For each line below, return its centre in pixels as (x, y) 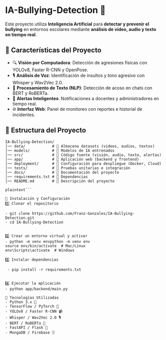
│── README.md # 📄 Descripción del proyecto (60, 181)
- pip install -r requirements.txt (44, 269)
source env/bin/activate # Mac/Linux (45, 246)
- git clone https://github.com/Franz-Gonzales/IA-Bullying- (70, 213)
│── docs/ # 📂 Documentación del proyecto (62, 172)
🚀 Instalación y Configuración (38, 198)
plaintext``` (19, 190)
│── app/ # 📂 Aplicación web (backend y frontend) (72, 159)
